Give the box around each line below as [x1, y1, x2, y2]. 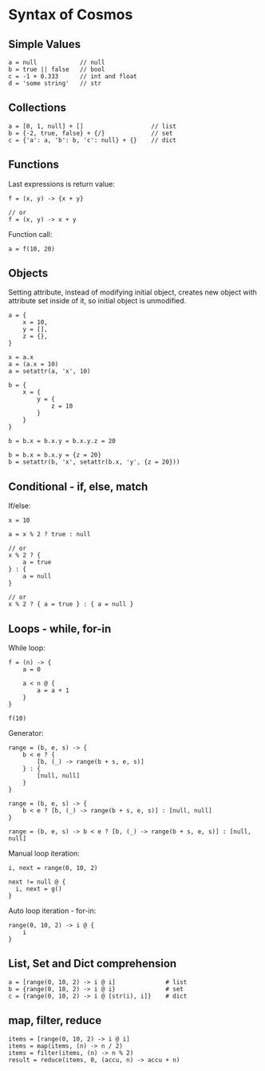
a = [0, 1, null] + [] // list [8, 122, 177, 130]
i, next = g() [15, 885, 62, 893]
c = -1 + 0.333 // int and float [8, 73, 137, 81]
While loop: [8, 643, 45, 653]
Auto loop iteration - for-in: [8, 906, 97, 915]
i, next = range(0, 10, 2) [8, 864, 98, 872]
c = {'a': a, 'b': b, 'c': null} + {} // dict [8, 136, 177, 144]
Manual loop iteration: [8, 848, 80, 859]
